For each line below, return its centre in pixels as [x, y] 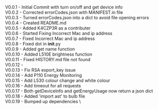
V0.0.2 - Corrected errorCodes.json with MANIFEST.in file [64, 12]
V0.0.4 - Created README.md [36, 23]
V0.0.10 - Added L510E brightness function [49, 54]
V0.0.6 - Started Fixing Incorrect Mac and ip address [59, 33]
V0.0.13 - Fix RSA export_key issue [40, 70]
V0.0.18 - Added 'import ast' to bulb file [45, 96]
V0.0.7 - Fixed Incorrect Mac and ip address [50, 38]
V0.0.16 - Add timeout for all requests [43, 86]
